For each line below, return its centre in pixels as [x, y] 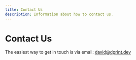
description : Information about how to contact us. [59, 14]
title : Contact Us [24, 10]
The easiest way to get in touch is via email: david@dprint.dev [68, 52]
